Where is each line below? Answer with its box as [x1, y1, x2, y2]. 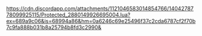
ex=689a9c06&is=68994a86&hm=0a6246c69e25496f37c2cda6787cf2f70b [6, 18, 196, 24]
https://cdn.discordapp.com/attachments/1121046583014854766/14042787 [6, 5, 194, 12]
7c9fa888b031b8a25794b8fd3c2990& [6, 24, 102, 31]
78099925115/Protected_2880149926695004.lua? [6, 11, 131, 18]
